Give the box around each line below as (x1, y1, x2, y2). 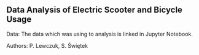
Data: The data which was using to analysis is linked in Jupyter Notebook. (6, 30, 193, 37)
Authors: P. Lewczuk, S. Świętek (6, 42, 88, 49)
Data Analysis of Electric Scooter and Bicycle (6, 5, 183, 15)
